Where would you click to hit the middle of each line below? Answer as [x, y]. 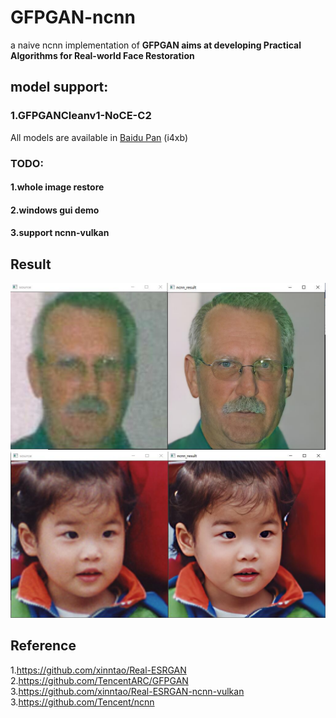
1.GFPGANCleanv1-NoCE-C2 [81, 116]
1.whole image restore [57, 187]
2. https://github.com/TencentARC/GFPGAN [99, 680]
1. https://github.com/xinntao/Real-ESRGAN [98, 670]
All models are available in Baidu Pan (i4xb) [99, 137]
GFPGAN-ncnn [73, 17]
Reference [43, 646]
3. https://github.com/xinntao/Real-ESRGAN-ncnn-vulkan [127, 691]
